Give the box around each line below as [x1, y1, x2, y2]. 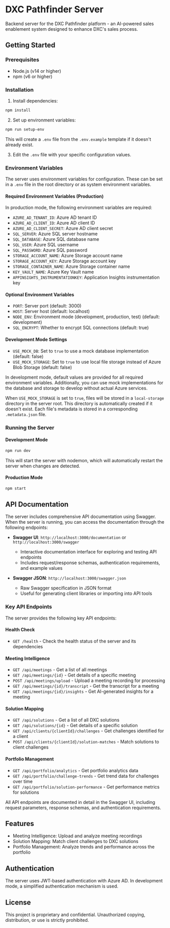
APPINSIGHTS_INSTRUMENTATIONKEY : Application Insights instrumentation [12, 274, 160, 280]
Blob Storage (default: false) [12, 364, 72, 370]
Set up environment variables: [12, 117, 76, 123]
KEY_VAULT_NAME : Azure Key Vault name [12, 269, 94, 275]
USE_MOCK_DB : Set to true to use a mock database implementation [12, 347, 149, 354]
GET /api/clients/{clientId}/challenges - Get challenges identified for [12, 728, 164, 734]
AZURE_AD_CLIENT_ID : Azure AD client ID [12, 220, 95, 226]
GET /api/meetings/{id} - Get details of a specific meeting [12, 672, 136, 678]
